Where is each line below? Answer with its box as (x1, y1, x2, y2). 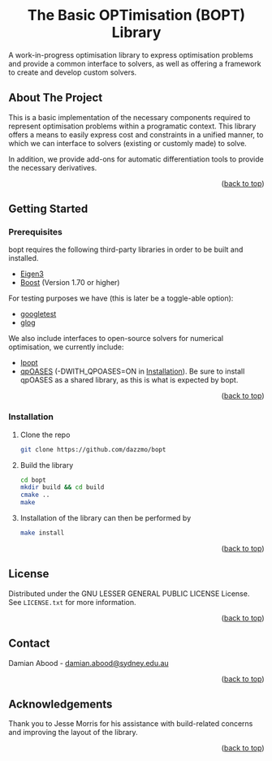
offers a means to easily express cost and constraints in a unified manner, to (8, 129, 264, 140)
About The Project (8, 91, 103, 105)
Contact (8, 637, 50, 651)
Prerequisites (8, 227, 63, 238)
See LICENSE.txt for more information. (8, 597, 136, 607)
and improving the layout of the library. (8, 728, 138, 737)
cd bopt (19, 476, 46, 484)
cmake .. (19, 491, 50, 499)
